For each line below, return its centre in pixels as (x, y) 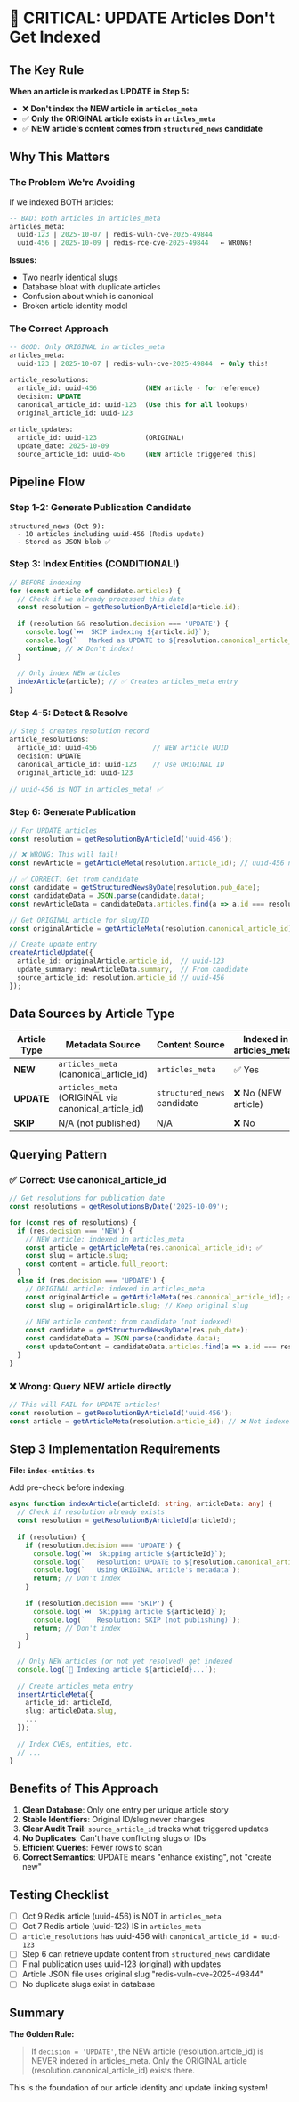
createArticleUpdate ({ (51, 953)
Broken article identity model (75, 306)
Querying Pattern (58, 1154)
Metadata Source (103, 1044)
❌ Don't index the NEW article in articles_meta (109, 109)
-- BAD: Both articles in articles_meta (85, 218)
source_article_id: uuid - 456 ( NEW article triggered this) (137, 454)
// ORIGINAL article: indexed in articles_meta (115, 1289)
